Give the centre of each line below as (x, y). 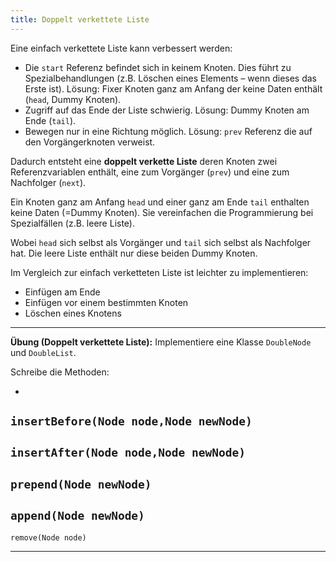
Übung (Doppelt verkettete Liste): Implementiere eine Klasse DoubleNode (161, 342)
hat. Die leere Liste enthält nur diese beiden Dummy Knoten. (134, 253)
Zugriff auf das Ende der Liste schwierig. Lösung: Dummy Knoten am (167, 110)
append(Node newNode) (77, 516)
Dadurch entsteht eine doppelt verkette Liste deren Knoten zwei (144, 161)
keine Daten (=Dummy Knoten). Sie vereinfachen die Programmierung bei (162, 212)
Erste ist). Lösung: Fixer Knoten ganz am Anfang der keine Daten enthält (173, 88)
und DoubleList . (43, 352)
